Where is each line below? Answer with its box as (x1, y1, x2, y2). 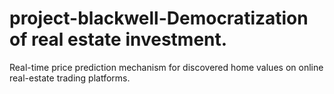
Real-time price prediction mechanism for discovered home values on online (9, 61, 324, 73)
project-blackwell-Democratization (9, 7, 309, 30)
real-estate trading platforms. (9, 72, 131, 84)
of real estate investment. (9, 28, 228, 51)
